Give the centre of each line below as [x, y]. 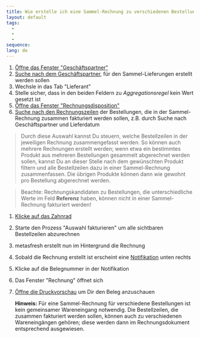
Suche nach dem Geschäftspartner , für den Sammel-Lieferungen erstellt [103, 74]
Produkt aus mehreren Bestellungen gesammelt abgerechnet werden [105, 155]
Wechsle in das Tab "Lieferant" [53, 86]
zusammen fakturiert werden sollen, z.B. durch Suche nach [114, 118]
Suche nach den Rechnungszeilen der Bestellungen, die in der [91, 111]
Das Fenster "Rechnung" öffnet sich [59, 280]
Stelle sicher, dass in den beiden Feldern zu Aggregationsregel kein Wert [104, 92]
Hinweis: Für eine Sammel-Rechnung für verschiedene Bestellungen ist [103, 303]
